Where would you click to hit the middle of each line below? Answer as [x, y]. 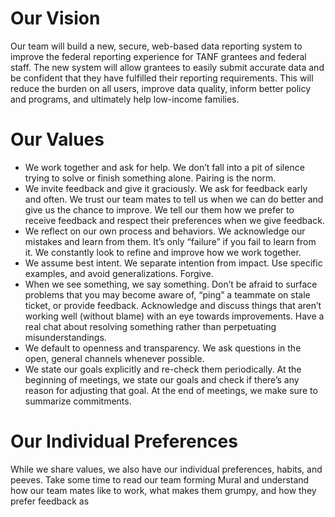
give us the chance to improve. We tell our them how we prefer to [159, 209]
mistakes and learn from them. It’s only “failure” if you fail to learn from [170, 241]
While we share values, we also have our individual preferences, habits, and [166, 469]
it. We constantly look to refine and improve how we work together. [163, 252]
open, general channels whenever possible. [114, 358]
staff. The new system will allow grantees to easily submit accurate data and [167, 67]
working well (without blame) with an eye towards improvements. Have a [174, 316]
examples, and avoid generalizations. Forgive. [119, 273]
